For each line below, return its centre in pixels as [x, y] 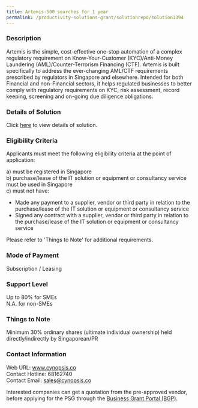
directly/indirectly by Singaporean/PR [52, 339]
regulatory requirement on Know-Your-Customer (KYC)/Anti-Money [90, 58]
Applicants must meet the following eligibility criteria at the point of [89, 153]
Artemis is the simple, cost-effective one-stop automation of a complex [94, 51]
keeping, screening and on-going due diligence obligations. [80, 96]
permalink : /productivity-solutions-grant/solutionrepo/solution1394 [95, 17]
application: [21, 160]
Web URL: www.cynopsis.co [41, 367]
